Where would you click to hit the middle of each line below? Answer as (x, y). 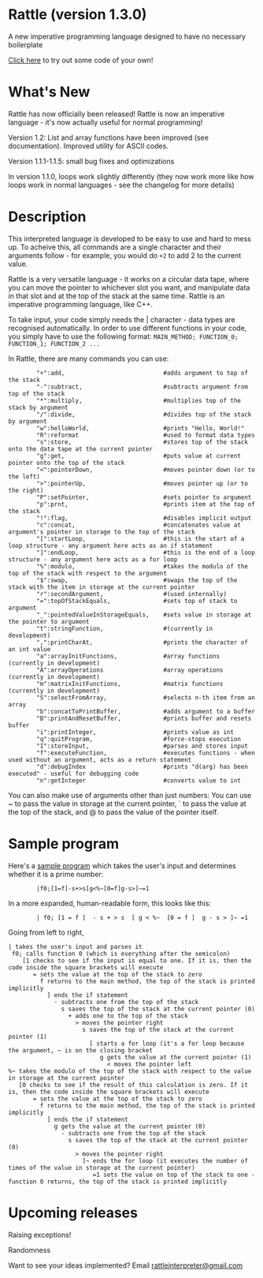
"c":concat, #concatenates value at (139, 525)
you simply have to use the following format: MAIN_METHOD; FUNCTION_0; (123, 336)
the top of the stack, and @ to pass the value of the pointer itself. (113, 811)
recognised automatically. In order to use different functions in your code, (128, 328)
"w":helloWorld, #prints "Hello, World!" (141, 428)
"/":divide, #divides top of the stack (144, 414)
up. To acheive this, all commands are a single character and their (115, 247)
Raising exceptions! (40, 1235)
